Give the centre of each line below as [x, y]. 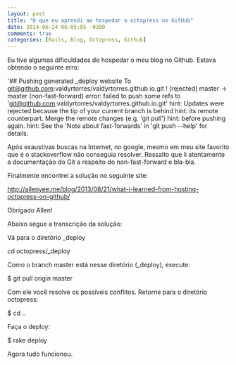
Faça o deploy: [29, 327]
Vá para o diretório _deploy [46, 238]
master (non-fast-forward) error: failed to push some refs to [94, 96]
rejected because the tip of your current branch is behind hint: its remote [113, 111]
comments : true [30, 33]
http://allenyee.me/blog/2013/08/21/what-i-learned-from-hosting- [103, 189]
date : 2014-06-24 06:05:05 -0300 [56, 27]
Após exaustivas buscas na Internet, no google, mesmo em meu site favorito [118, 147]
